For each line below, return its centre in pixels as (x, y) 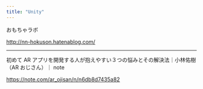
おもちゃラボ (22, 29)
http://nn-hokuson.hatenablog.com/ (51, 41)
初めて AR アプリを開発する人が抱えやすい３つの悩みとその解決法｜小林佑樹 (101, 60)
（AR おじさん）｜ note (35, 67)
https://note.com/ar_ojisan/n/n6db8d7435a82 (63, 79)
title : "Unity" (25, 12)
